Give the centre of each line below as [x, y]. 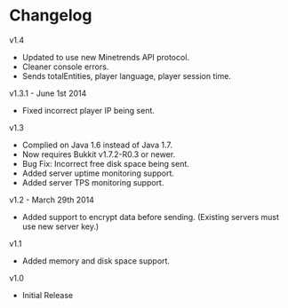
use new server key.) [60, 226]
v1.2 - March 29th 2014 [52, 200]
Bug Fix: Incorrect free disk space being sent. [105, 163]
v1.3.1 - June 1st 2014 [48, 93]
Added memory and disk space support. [96, 261]
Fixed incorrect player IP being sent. [88, 110]
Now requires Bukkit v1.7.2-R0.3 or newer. [99, 154]
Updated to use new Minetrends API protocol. [105, 57]
